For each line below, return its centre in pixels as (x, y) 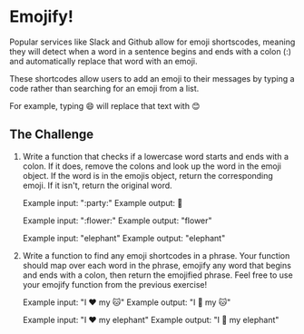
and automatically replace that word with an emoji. (103, 61)
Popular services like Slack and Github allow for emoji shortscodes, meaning (152, 42)
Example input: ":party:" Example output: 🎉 (103, 202)
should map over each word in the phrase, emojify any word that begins (157, 265)
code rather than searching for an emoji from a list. (104, 88)
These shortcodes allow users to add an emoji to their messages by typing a (152, 78)
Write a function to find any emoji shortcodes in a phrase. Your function (156, 255)
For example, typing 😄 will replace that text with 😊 (105, 105)
